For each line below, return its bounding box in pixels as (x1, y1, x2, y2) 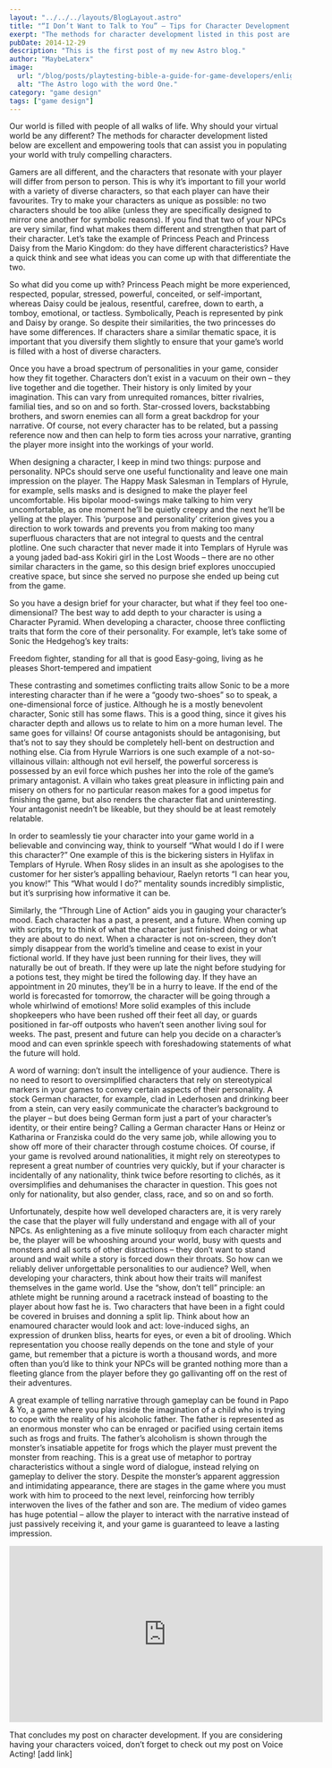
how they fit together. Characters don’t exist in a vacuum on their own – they (9, 373, 291, 383)
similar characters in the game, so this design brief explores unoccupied (9, 562, 276, 572)
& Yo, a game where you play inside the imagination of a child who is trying (9, 1404, 286, 1415)
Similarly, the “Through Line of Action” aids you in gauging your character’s (9, 905, 286, 916)
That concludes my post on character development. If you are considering (9, 1729, 284, 1740)
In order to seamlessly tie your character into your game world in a (9, 830, 255, 842)
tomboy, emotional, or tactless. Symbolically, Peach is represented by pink (9, 308, 284, 319)
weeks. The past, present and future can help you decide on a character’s (9, 1029, 282, 1040)
